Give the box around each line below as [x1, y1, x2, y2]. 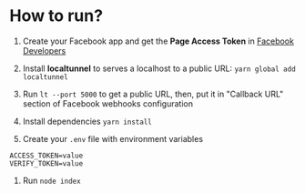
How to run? [9, 5, 103, 26]
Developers [22, 45, 66, 56]
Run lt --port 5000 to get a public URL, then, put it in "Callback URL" [22, 88, 284, 99]
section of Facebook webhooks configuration [22, 97, 194, 109]
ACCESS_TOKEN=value [9, 151, 84, 160]
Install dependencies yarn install [22, 116, 152, 127]
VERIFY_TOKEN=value [9, 158, 84, 168]
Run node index [22, 175, 81, 186]
